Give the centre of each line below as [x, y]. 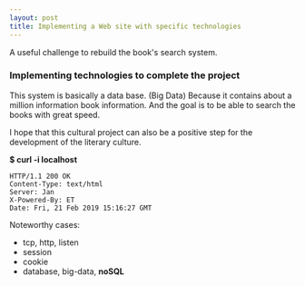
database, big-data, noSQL [74, 271]
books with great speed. [55, 114]
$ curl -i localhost [44, 159]
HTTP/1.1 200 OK [40, 176]
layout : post [34, 18]
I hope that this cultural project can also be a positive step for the [131, 132]
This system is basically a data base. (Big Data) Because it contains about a [151, 95]
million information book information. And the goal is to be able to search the [152, 104]
